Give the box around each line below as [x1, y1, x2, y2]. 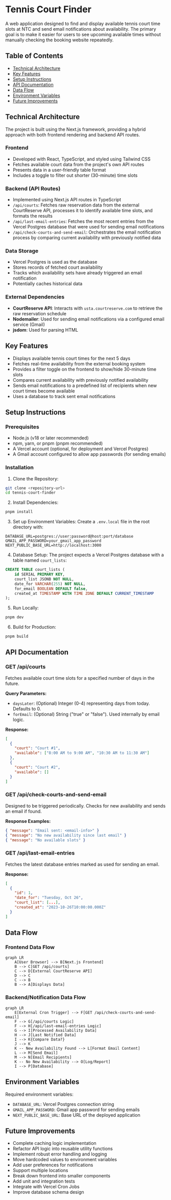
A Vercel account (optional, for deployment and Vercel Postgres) [12, 446, 149, 452]
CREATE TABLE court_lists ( [5, 567, 65, 572]
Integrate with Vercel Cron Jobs [12, 1184, 80, 1190]
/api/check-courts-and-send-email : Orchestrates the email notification [12, 229, 161, 236]
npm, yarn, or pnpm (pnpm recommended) [12, 441, 103, 447]
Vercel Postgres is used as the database [12, 259, 97, 265]
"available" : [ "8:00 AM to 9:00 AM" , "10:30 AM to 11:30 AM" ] [14, 750, 150, 756]
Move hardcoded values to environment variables [12, 1157, 117, 1163]
